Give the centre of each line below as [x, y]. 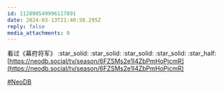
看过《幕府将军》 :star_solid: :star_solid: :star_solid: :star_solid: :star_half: [112, 53]
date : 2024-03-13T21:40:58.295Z [54, 20]
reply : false [26, 26]
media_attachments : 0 [39, 33]
